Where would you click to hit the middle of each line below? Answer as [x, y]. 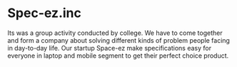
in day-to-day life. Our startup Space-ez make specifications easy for [110, 48]
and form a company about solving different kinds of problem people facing [119, 40]
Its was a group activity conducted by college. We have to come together [115, 33]
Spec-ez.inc [45, 13]
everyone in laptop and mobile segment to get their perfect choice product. [118, 56]
